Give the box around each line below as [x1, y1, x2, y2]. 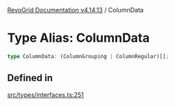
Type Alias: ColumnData [7, 30, 150, 46]
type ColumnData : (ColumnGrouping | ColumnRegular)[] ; [7, 53, 169, 60]
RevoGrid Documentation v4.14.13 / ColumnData [7, 6, 144, 14]
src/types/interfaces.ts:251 [7, 90, 84, 99]
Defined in [7, 72, 53, 84]
